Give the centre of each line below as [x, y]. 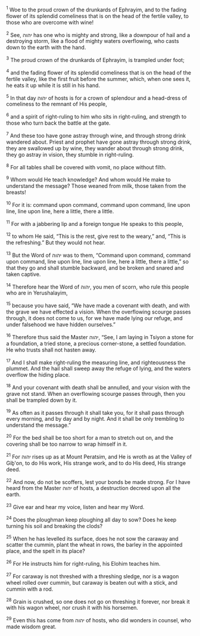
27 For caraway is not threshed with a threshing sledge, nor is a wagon [93, 576]
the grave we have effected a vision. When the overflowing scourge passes [99, 312]
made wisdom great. [31, 627]
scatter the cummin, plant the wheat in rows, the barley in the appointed [94, 545]
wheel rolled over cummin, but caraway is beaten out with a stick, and [92, 582]
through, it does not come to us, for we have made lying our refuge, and [94, 318]
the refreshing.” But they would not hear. [56, 242]
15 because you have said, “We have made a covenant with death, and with [98, 305]
